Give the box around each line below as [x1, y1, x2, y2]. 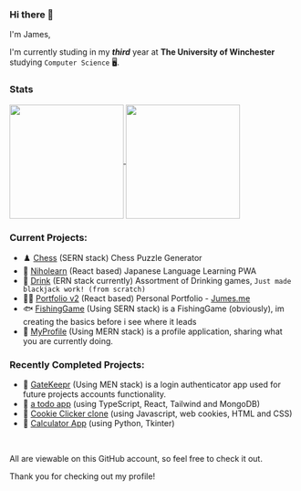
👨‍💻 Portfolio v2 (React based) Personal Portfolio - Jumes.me [22, 292, 251, 304]
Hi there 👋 [9, 8, 55, 21]
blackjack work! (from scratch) [22, 285, 146, 294]
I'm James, [9, 29, 51, 40]
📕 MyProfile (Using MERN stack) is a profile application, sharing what [22, 326, 283, 337]
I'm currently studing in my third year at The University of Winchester [9, 47, 275, 57]
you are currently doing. [22, 335, 114, 346]
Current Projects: [9, 231, 88, 244]
